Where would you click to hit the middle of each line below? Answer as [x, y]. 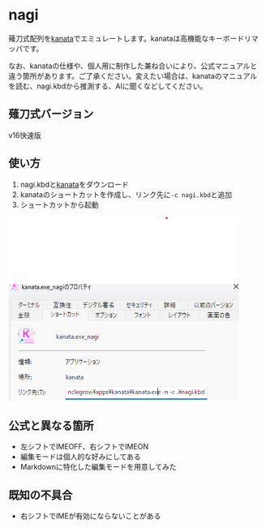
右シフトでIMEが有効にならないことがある [90, 516]
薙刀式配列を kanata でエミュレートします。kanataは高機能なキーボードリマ [133, 38]
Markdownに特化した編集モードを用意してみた [98, 467]
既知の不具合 [41, 495]
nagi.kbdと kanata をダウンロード [74, 184]
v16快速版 [25, 135]
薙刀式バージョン [51, 114]
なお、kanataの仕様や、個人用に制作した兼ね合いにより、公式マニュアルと [133, 66]
